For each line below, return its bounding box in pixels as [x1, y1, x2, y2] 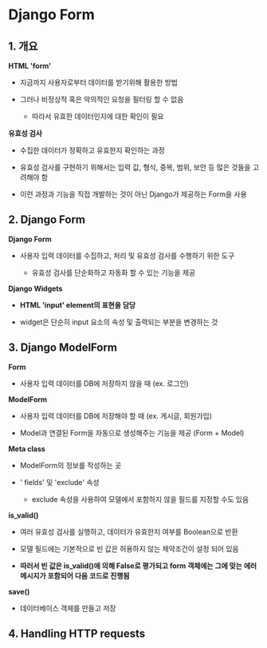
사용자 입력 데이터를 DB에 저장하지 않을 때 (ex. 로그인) [19, 378, 189, 388]
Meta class [8, 443, 45, 453]
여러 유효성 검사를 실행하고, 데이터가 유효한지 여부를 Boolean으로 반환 [19, 527, 238, 536]
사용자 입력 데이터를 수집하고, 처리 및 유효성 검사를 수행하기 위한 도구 [19, 250, 235, 260]
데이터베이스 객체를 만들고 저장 [19, 603, 116, 613]
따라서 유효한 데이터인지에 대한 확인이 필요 [31, 112, 165, 121]
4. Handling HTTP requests [8, 627, 146, 641]
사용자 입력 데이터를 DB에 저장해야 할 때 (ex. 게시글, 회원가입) [19, 411, 213, 420]
